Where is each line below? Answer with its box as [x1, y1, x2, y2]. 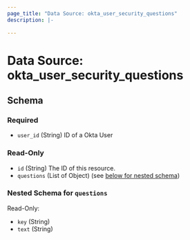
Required [7, 115, 39, 125]
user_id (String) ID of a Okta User [17, 131, 113, 139]
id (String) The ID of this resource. [17, 163, 116, 172]
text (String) [17, 225, 53, 233]
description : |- [7, 17, 54, 23]
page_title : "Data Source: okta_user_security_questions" [7, 10, 178, 17]
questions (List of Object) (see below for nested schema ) [17, 171, 180, 179]
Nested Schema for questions [7, 188, 108, 198]
